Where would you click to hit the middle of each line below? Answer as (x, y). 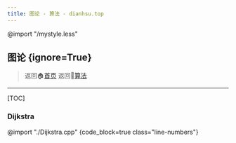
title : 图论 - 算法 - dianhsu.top (55, 14)
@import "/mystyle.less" (43, 34)
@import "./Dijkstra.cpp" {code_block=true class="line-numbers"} (103, 132)
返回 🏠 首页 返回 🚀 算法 (55, 76)
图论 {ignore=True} (50, 58)
